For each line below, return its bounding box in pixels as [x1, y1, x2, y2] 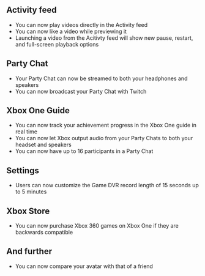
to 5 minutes [15, 188, 47, 195]
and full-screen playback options [15, 40, 99, 48]
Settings [6, 165, 40, 176]
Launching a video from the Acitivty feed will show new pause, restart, [15, 34, 193, 42]
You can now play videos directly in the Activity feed [15, 21, 148, 28]
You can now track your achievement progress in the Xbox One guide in [15, 122, 197, 129]
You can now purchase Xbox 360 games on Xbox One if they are [15, 222, 179, 229]
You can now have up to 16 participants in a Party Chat [15, 147, 154, 155]
